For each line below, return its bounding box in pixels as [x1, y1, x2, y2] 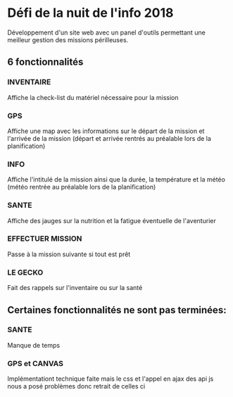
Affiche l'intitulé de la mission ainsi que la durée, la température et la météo [7, 175, 225, 184]
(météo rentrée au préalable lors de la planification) [7, 183, 156, 191]
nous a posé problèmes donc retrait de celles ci [7, 382, 146, 391]
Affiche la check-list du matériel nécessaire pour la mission [7, 93, 179, 101]
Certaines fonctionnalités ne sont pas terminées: [7, 304, 227, 316]
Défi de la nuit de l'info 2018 [7, 5, 174, 21]
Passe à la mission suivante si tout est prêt [7, 250, 131, 258]
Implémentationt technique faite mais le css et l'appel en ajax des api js [7, 374, 214, 383]
